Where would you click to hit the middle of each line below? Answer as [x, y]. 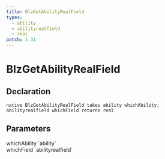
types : [14, 17]
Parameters [28, 129]
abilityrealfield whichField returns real [60, 110]
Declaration [28, 91]
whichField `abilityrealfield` [40, 149]
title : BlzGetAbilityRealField [45, 12]
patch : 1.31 [21, 40]
